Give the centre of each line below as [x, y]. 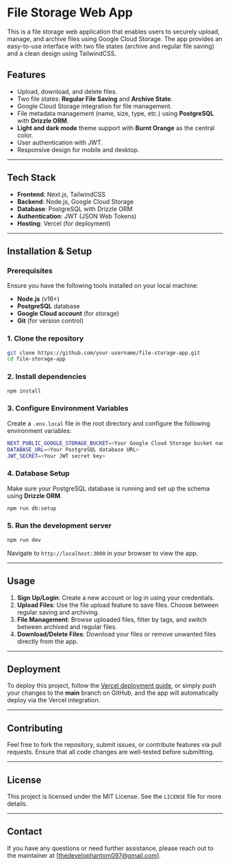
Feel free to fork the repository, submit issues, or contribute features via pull [114, 745]
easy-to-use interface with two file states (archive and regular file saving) [111, 46]
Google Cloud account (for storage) [68, 314]
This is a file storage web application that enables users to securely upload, [114, 32]
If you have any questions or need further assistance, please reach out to [111, 848]
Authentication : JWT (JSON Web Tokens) [77, 216]
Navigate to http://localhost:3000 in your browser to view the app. [103, 553]
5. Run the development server [59, 525]
